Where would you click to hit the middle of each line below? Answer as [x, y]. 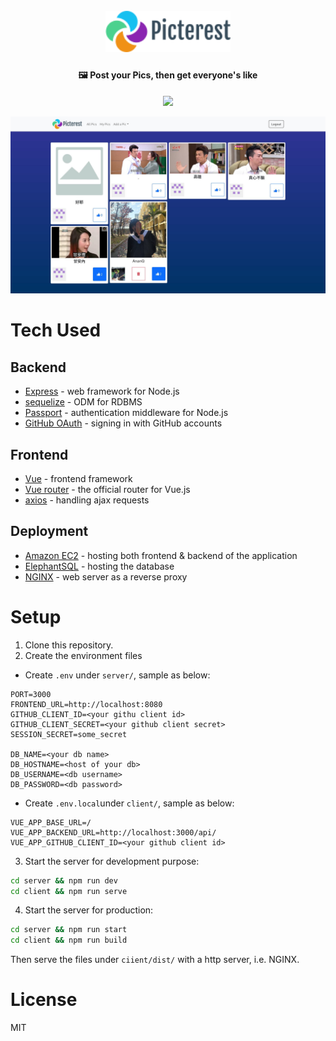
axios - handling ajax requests [87, 500]
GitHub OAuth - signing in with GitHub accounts [123, 423]
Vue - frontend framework [78, 478]
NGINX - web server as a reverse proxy [106, 576]
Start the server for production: [89, 910]
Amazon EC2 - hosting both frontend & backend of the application [161, 555]
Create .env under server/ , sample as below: [117, 675]
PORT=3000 [31, 694]
